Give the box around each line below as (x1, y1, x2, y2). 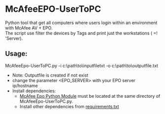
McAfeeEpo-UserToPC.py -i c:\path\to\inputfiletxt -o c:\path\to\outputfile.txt (5, 62, 159, 68)
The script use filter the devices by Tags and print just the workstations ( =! (5, 30, 158, 36)
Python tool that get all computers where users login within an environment (5, 20, 158, 26)
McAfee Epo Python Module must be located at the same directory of (19, 93, 161, 99)
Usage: (5, 50, 28, 58)
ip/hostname (12, 83, 38, 88)
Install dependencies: (12, 87, 56, 94)
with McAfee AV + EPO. (5, 25, 53, 30)
